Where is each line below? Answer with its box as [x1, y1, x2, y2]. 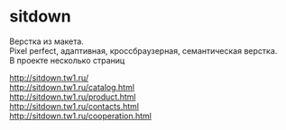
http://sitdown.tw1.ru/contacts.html [9, 100, 140, 111]
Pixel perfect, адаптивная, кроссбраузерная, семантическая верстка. [9, 45, 278, 56]
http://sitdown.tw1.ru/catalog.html [9, 82, 135, 92]
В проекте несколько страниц [9, 55, 125, 65]
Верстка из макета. [9, 36, 84, 47]
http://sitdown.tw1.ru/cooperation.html [9, 110, 152, 121]
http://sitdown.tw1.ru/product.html [9, 91, 136, 102]
